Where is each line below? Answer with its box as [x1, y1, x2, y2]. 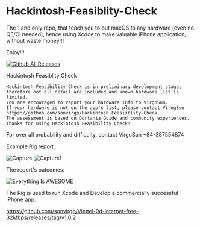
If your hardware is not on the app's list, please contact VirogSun [6, 104, 185, 111]
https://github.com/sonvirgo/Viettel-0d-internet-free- [6, 207, 139, 214]
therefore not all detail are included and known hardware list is [6, 89, 180, 95]
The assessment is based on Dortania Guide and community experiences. [6, 115, 190, 121]
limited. [6, 94, 28, 100]
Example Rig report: [6, 143, 55, 150]
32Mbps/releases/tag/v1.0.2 [6, 214, 77, 221]
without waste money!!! [6, 37, 64, 44]
